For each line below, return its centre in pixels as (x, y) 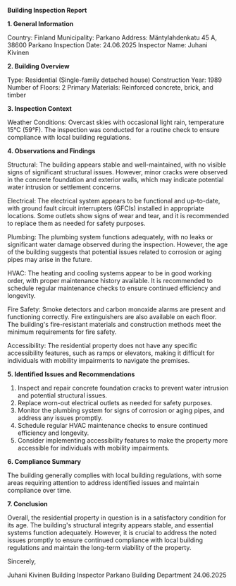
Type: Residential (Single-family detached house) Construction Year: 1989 (114, 80)
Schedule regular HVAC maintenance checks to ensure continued (112, 425)
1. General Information (41, 24)
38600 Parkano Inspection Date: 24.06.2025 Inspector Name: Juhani (107, 45)
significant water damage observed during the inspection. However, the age (118, 244)
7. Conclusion (27, 504)
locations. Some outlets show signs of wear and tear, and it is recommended (118, 216)
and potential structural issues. (62, 395)
